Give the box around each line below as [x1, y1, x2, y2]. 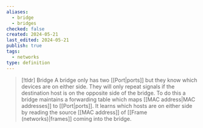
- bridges [12, 20, 36, 26]
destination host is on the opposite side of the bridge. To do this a [21, 89, 186, 96]
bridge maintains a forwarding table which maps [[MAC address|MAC [21, 95, 196, 103]
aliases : [6, 8, 29, 15]
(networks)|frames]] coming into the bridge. [21, 115, 132, 122]
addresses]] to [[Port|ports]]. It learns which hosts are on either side [21, 102, 193, 109]
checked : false [6, 25, 45, 32]
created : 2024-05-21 [6, 32, 59, 38]
